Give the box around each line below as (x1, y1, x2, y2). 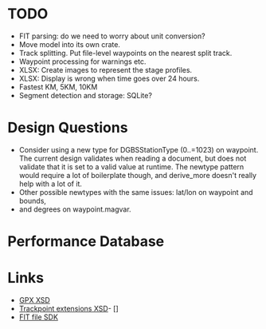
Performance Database (7, 232, 165, 251)
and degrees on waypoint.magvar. (18, 204, 132, 214)
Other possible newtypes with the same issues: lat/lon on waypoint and (18, 187, 253, 196)
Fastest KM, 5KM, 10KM (18, 81, 98, 92)
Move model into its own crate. (18, 39, 121, 49)
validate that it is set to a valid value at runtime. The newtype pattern (18, 161, 244, 172)
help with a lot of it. (18, 179, 83, 188)
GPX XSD (18, 295, 51, 304)
